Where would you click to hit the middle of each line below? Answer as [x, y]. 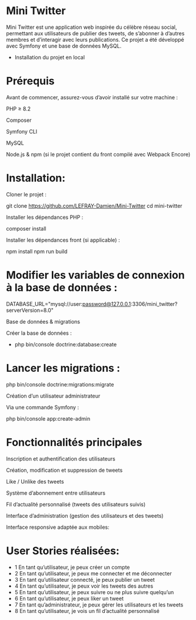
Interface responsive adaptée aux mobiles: [58, 527]
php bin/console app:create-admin [48, 418]
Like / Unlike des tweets [35, 481]
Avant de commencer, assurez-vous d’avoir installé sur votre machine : [92, 97]
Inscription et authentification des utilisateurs [61, 459]
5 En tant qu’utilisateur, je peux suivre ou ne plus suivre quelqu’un [94, 592]
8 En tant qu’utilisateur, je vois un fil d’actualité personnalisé [87, 611]
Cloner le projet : [26, 194]
